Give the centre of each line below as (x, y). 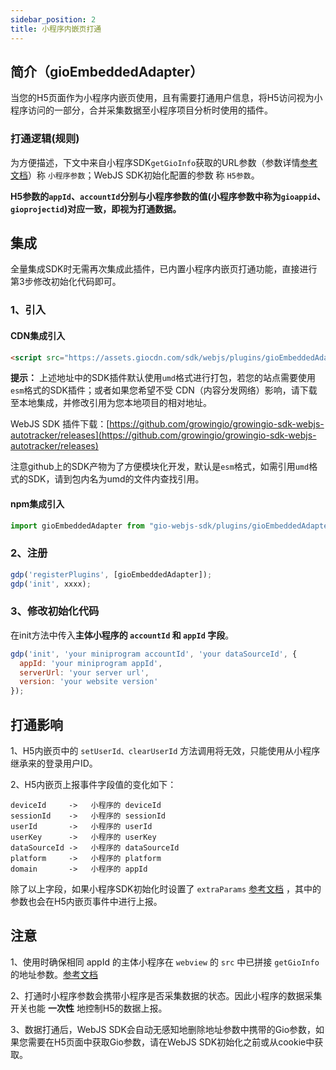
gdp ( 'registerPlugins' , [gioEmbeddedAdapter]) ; (111, 574)
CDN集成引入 (38, 335)
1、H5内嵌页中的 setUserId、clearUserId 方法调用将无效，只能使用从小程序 (165, 751)
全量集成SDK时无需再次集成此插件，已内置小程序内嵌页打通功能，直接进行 (164, 269)
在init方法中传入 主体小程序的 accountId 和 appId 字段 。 (122, 635)
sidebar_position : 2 (53, 19)
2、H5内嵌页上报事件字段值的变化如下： (93, 785)
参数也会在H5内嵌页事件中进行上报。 (86, 902)
